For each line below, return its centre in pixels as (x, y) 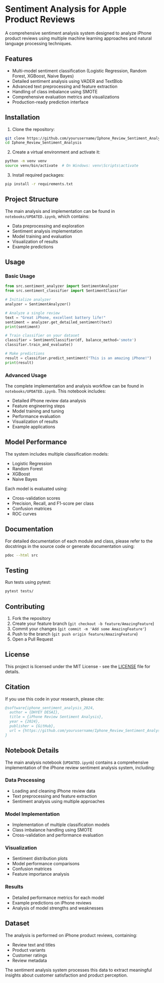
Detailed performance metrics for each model (58, 897)
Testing (17, 570)
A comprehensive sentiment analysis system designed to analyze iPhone (78, 33)
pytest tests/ (20, 591)
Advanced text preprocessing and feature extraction (65, 86)
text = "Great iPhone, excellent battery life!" (55, 317)
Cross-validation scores (36, 498)
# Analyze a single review (32, 313)
